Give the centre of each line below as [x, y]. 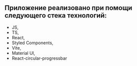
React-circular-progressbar [39, 58]
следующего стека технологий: [56, 16]
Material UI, [23, 53]
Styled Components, [32, 43]
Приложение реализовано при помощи [68, 8]
